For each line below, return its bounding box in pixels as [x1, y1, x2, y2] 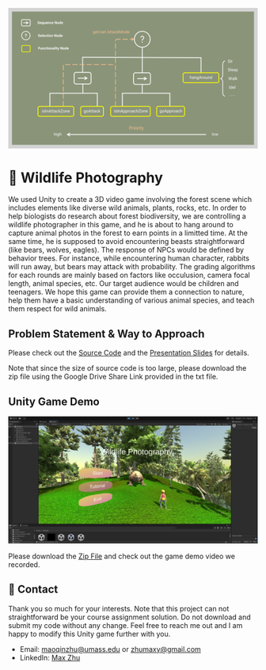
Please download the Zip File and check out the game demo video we [8, 551, 236, 561]
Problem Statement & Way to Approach [8, 327, 205, 341]
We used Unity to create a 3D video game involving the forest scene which [8, 195, 252, 204]
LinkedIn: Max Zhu [19, 653, 81, 662]
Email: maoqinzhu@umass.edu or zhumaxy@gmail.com [19, 644, 202, 653]
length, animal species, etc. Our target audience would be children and [8, 279, 239, 288]
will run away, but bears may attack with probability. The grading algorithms [8, 262, 256, 272]
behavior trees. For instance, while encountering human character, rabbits [8, 253, 249, 263]
